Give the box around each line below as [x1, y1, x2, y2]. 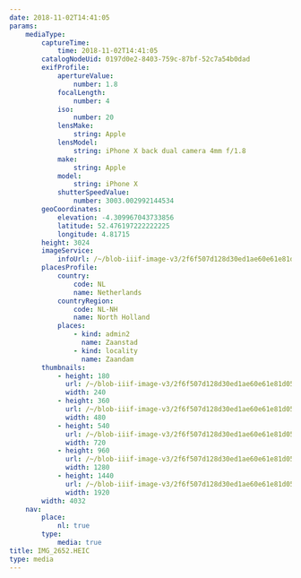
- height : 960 [56, 446, 110, 455]
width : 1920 [65, 487, 110, 497]
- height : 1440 [56, 471, 115, 480]
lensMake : [56, 122, 94, 131]
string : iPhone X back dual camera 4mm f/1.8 [73, 146, 246, 155]
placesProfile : [41, 263, 99, 272]
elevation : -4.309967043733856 [56, 212, 175, 222]
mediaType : [25, 30, 66, 39]
